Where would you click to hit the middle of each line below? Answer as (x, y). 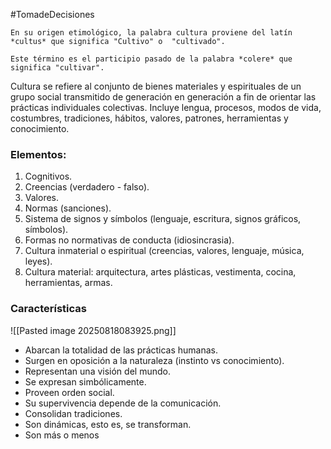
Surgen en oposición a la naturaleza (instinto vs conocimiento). (154, 360)
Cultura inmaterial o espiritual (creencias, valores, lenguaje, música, (164, 251)
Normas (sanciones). (68, 208)
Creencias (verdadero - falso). (87, 187)
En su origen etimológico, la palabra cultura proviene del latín (151, 33)
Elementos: (38, 154)
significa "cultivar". (57, 68)
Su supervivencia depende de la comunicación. (123, 403)
